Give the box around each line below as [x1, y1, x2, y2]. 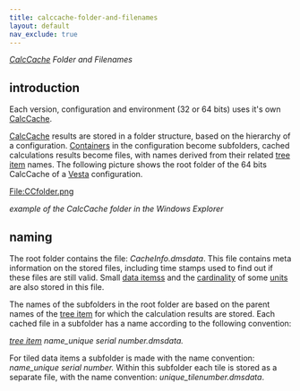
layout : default [9, 21, 70, 30]
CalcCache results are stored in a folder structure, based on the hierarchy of [9, 131, 291, 141]
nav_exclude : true [9, 30, 78, 38]
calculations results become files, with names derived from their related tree [9, 149, 291, 161]
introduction [9, 80, 81, 95]
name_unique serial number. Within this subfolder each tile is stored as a [9, 362, 278, 372]
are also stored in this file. [9, 282, 105, 292]
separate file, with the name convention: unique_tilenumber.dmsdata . [9, 372, 265, 382]
